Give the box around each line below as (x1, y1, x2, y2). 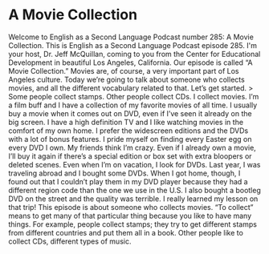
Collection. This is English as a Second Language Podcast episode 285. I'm (8, 40, 257, 50)
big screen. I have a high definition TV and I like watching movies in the (8, 117, 243, 127)
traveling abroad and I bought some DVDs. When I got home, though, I (8, 168, 241, 178)
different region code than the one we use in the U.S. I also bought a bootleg (8, 185, 261, 195)
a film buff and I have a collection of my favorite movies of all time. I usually (8, 100, 258, 110)
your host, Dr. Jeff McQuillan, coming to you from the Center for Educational (8, 49, 261, 58)
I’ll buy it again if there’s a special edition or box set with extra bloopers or (8, 151, 252, 161)
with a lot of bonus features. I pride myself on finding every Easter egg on (8, 134, 252, 143)
